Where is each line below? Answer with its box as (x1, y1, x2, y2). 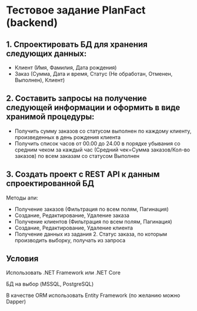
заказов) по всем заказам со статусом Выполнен (14, 152, 140, 159)
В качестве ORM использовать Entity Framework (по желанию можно (6, 292, 181, 299)
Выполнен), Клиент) (14, 77, 65, 83)
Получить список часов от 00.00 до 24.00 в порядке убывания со (14, 140, 181, 147)
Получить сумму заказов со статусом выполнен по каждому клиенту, (14, 127, 192, 134)
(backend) (6, 16, 58, 29)
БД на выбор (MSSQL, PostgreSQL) (6, 280, 94, 288)
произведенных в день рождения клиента (14, 133, 121, 141)
